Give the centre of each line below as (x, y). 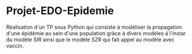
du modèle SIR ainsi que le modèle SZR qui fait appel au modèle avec (90, 39)
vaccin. (15, 46)
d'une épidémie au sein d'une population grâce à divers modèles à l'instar (96, 33)
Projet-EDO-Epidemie (60, 11)
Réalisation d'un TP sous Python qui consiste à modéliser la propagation (94, 27)
